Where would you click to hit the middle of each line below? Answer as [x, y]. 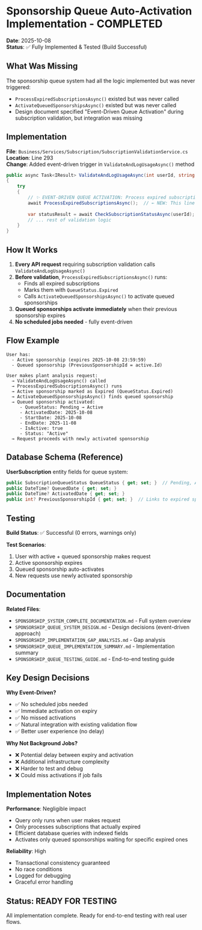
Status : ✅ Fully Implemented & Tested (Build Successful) [77, 47]
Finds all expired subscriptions [62, 283]
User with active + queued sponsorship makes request [83, 556]
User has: [19, 354]
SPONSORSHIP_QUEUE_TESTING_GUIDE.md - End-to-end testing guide [95, 659]
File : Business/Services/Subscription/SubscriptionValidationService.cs [97, 151]
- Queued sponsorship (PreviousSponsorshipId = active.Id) [87, 365]
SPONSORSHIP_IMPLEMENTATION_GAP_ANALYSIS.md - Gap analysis [90, 639]
